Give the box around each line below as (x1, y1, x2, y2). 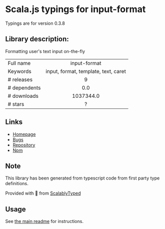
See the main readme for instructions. (5, 218, 84, 224)
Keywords (8, 68, 32, 75)
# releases (8, 76, 33, 83)
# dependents (8, 84, 41, 91)
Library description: (5, 35, 69, 43)
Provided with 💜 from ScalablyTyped (5, 190, 81, 196)
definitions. (5, 181, 29, 187)
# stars (8, 100, 24, 107)
